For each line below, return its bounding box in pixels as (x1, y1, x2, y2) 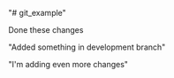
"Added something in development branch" (8, 42, 166, 52)
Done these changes (8, 25, 84, 35)
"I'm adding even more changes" (8, 59, 129, 69)
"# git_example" (8, 8, 67, 18)
